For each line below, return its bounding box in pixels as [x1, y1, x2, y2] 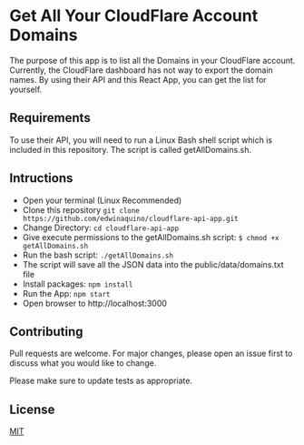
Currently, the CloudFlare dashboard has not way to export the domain [9, 65, 274, 76]
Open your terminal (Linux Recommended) [22, 195, 182, 206]
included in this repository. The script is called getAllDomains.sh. [9, 144, 252, 155]
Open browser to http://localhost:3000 [22, 298, 168, 308]
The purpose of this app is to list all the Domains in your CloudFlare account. [9, 55, 296, 66]
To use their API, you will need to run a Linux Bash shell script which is [9, 134, 273, 146]
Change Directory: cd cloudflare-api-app [22, 222, 180, 233]
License [9, 401, 55, 417]
